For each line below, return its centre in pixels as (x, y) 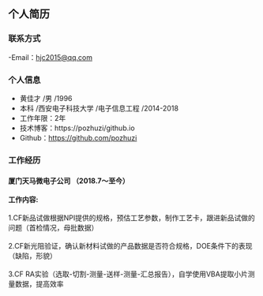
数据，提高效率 (39, 284)
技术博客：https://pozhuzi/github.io (77, 128)
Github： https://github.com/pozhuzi (78, 137)
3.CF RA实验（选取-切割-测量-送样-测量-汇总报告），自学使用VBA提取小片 (128, 274)
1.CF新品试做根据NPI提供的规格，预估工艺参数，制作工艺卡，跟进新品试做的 (131, 218)
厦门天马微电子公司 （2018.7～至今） (69, 181)
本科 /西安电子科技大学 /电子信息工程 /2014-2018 (99, 108)
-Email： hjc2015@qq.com (51, 57)
